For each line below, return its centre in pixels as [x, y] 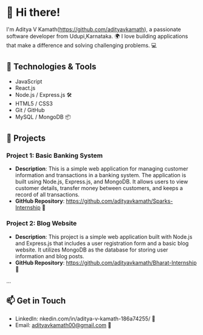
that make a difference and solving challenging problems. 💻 [81, 45]
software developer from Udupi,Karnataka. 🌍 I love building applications [97, 36]
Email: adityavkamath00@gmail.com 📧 [63, 325]
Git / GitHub [30, 110]
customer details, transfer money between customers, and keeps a [99, 188]
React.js [25, 88]
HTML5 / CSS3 [34, 104]
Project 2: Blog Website [42, 224]
